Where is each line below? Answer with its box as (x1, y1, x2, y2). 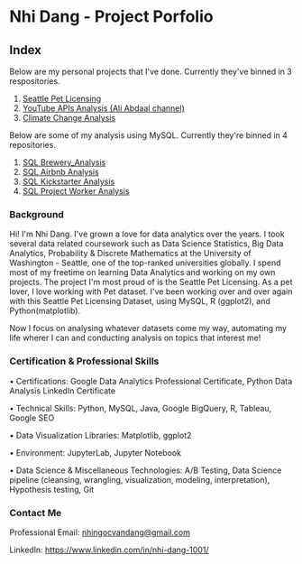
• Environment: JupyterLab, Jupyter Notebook (9, 447, 182, 458)
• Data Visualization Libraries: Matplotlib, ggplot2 (9, 430, 192, 440)
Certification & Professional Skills (9, 355, 160, 367)
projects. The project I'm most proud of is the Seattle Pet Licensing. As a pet (9, 277, 293, 288)
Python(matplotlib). (9, 305, 81, 317)
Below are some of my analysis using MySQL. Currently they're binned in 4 (9, 130, 288, 141)
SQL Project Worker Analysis (22, 186, 130, 196)
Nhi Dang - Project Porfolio (9, 6, 214, 27)
